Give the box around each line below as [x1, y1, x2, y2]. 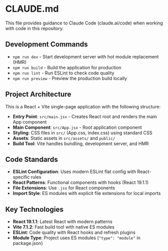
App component [12, 119, 47, 125]
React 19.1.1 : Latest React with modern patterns [12, 218, 113, 225]
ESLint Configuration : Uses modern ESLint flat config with [12, 169, 136, 175]
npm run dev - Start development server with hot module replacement [12, 53, 159, 60]
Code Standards [5, 155, 58, 163]
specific [12, 174, 30, 180]
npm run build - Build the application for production [12, 64, 122, 70]
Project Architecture [5, 90, 71, 99]
